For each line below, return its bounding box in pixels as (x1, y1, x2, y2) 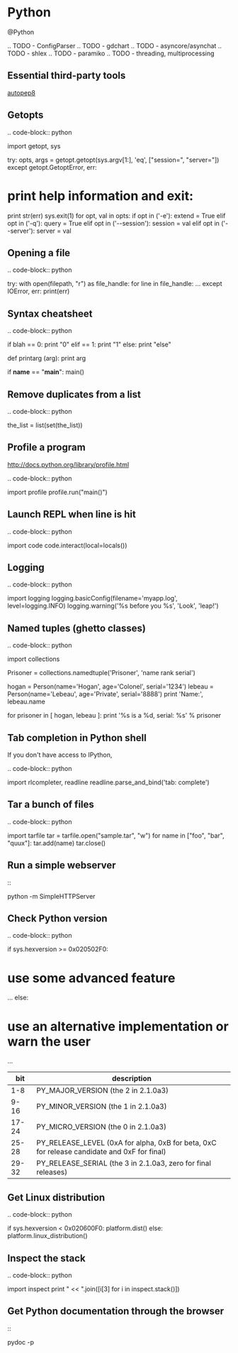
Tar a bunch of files (7, 799, 94, 811)
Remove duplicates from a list (7, 388, 142, 400)
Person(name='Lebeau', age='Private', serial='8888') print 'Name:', (7, 690, 203, 699)
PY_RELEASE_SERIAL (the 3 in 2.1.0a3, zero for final (36, 1158, 211, 1168)
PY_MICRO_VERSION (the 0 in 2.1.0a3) (36, 1122, 166, 1132)
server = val (36, 226, 72, 235)
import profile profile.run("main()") (7, 488, 108, 496)
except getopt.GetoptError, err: (7, 163, 97, 171)
